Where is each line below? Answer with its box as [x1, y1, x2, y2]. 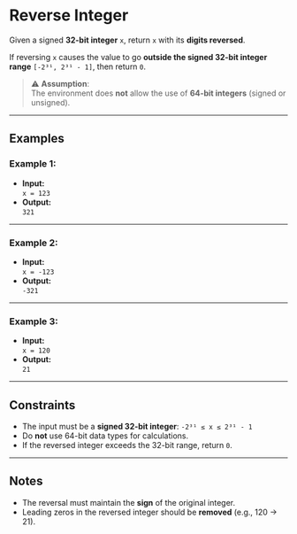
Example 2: [9, 236, 58, 249]
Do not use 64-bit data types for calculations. [21, 430, 189, 441]
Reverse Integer [9, 5, 129, 26]
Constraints [9, 398, 76, 413]
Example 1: [9, 158, 57, 170]
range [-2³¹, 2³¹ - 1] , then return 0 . [9, 61, 147, 72]
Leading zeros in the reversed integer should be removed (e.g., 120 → [21, 507, 278, 517]
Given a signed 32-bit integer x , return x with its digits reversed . [9, 35, 246, 45]
